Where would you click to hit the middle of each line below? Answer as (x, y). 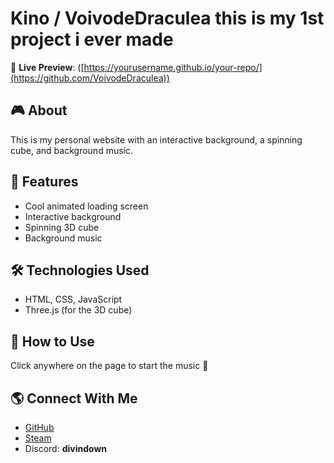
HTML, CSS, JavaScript (73, 299)
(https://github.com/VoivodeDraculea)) (90, 78)
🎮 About (39, 110)
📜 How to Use (52, 341)
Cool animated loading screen (86, 206)
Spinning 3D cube (62, 227)
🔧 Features (44, 182)
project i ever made (92, 39)
